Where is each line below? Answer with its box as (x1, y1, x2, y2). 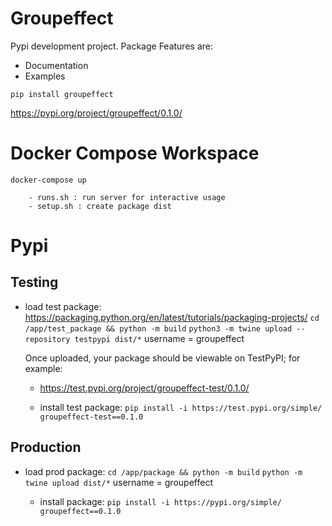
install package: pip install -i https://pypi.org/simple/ (39, 495, 282, 507)
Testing (10, 274, 59, 291)
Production (10, 439, 82, 456)
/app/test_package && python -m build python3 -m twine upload (24, 323, 293, 334)
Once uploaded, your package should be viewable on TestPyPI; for (24, 352, 301, 364)
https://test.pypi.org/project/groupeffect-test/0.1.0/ (39, 382, 250, 394)
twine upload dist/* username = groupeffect (24, 476, 213, 488)
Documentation (24, 59, 89, 71)
